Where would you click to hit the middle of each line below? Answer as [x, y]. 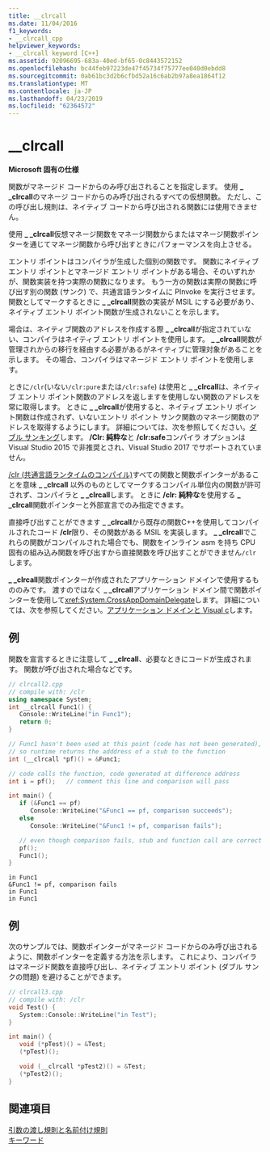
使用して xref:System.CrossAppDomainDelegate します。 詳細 [137, 600]
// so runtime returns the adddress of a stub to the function [117, 751]
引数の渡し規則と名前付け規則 [58, 1129]
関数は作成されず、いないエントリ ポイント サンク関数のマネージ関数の [134, 417]
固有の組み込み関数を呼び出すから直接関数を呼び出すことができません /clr [133, 553]
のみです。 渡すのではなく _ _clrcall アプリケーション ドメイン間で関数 [132, 590]
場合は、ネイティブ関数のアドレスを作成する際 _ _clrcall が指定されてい [127, 329]
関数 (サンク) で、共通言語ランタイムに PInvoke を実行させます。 [152, 292]
